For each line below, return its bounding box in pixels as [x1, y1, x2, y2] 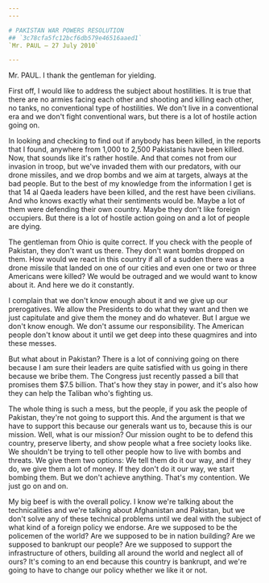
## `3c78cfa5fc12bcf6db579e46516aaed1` [8, 34, 143, 42]
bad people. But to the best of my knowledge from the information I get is [8, 179, 252, 189]
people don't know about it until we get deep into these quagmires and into [8, 330, 258, 339]
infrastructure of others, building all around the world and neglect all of [8, 548, 244, 558]
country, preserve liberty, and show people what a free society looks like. [8, 439, 252, 448]
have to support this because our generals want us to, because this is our [8, 421, 252, 431]
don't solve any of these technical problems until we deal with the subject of [8, 514, 262, 524]
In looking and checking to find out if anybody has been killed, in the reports [8, 136, 262, 146]
